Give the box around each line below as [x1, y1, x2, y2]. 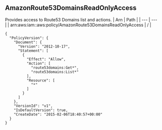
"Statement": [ [17, 48, 49, 53]
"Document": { [14, 40, 42, 45]
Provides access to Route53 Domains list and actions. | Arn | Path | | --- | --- [5, 16, 158, 22]
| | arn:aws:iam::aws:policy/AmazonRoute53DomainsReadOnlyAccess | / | [5, 22, 151, 28]
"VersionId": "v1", [14, 103, 53, 108]
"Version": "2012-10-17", [17, 44, 70, 49]
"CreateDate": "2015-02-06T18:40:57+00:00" [14, 112, 103, 117]
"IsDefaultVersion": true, [14, 108, 68, 113]
